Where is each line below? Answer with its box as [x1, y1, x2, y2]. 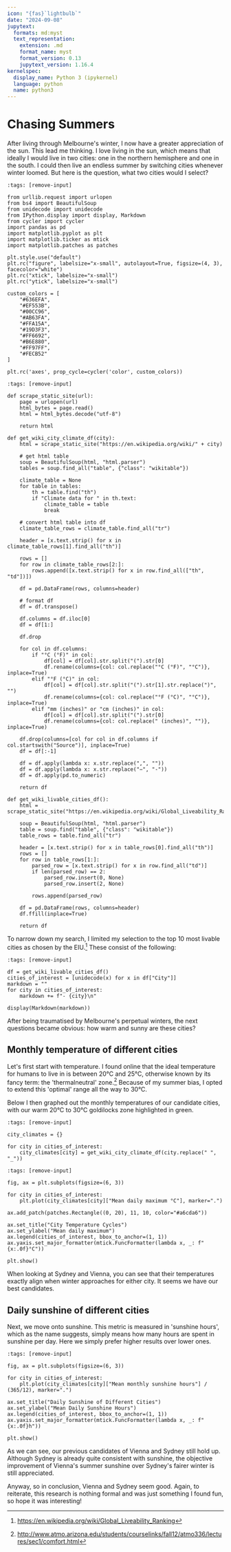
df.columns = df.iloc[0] [19, 615, 91, 623]
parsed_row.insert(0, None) [43, 875, 125, 882]
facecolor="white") [7, 266, 63, 273]
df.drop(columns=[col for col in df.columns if [19, 736, 158, 743]
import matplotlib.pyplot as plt [7, 230, 103, 237]
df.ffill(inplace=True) [19, 911, 88, 917]
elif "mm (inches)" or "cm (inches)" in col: [32, 706, 165, 713]
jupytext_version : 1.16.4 [19, 61, 94, 68]
